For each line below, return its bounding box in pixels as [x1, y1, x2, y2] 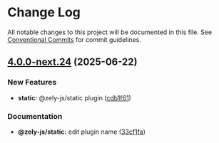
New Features [7, 78, 57, 88]
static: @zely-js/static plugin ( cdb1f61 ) [17, 93, 132, 102]
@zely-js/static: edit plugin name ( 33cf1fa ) [17, 127, 146, 136]
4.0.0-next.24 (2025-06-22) [7, 56, 138, 68]
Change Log [7, 4, 81, 21]
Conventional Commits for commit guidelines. [7, 35, 141, 43]
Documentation [7, 111, 63, 121]
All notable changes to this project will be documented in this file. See [7, 28, 213, 36]
